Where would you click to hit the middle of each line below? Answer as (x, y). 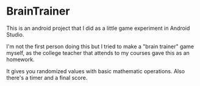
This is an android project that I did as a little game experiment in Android (98, 28)
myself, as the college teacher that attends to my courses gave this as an (98, 52)
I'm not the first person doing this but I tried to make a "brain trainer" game (100, 46)
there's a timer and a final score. (47, 77)
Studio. (15, 34)
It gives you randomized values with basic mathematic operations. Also (95, 71)
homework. (20, 59)
